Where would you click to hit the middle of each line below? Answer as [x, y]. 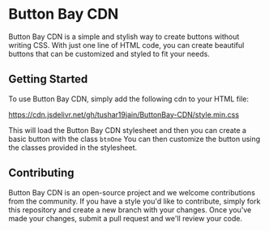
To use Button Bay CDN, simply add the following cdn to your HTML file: [129, 99]
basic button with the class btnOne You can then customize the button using [134, 139]
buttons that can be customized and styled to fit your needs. [109, 53]
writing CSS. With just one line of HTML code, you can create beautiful [126, 45]
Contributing [41, 173]
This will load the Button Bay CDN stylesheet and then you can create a [128, 130]
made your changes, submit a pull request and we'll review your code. [126, 218]
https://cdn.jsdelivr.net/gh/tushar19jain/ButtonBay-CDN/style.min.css [124, 114]
